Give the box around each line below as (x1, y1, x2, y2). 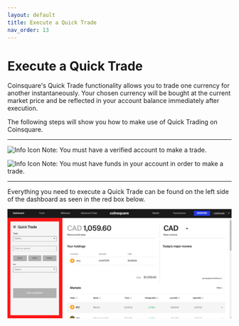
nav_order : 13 (7, 26, 50, 33)
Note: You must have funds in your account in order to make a (41, 160, 224, 168)
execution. (7, 104, 38, 113)
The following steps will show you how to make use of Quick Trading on (7, 118, 218, 126)
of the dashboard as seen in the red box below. (7, 195, 146, 204)
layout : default (7, 11, 55, 18)
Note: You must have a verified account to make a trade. (41, 146, 207, 154)
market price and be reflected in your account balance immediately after (7, 97, 220, 105)
